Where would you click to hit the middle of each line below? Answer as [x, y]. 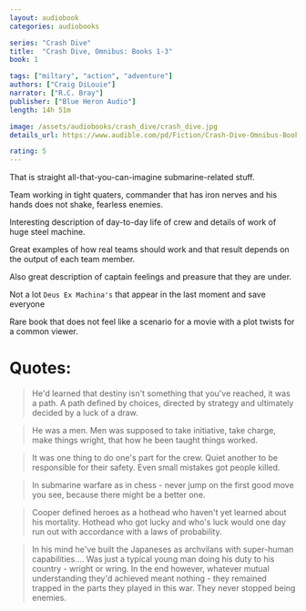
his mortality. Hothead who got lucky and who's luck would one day [159, 522]
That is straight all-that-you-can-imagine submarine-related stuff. [132, 178]
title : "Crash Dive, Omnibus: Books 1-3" [91, 51]
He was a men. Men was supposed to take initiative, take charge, [153, 431]
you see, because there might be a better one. [118, 495]
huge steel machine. [47, 232]
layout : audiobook [44, 18]
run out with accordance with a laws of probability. [127, 532]
